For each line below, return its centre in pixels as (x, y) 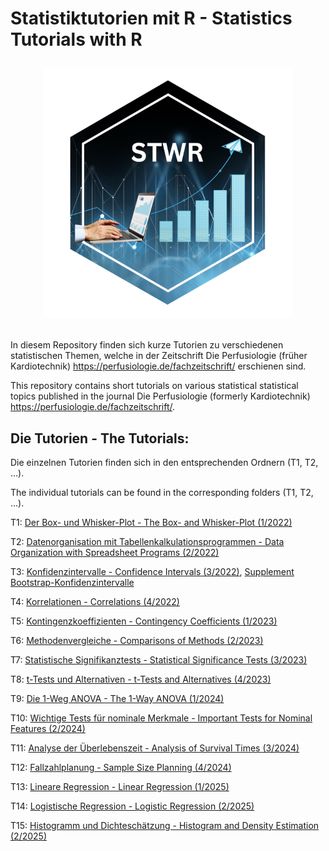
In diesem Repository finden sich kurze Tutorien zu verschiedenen (147, 345)
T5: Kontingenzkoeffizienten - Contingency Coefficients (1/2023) (144, 621)
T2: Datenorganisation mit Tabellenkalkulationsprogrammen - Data (147, 541)
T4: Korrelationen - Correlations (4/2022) (95, 601)
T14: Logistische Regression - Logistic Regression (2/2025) (132, 806)
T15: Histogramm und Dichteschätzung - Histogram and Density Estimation (165, 825)
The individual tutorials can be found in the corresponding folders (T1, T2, (162, 492)
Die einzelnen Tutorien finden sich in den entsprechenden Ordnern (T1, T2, (164, 462)
